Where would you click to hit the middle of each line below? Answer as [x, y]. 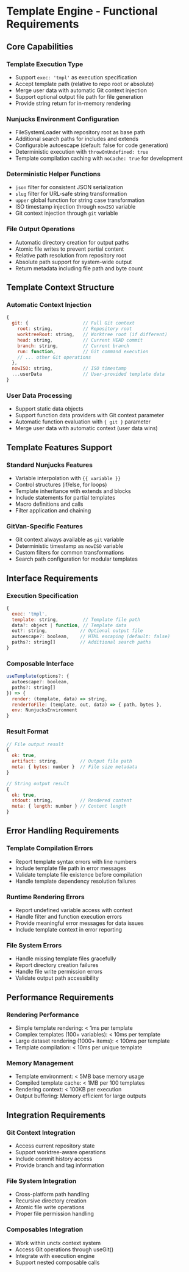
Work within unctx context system [58, 1243]
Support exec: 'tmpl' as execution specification [76, 77]
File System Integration [41, 1180]
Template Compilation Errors [50, 848]
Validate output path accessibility [57, 978]
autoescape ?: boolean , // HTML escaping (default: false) [91, 637]
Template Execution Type [45, 64]
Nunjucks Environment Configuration [63, 119]
